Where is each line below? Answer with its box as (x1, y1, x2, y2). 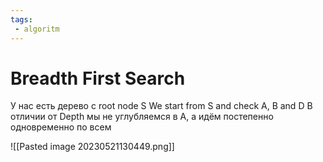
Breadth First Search (10, 67, 186, 90)
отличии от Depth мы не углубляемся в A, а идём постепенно (10, 111, 274, 123)
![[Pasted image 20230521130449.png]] (10, 141, 175, 153)
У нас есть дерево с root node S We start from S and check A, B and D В (10, 100, 313, 112)
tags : (10, 14, 33, 25)
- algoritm (14, 24, 60, 34)
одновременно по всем (10, 121, 112, 133)
